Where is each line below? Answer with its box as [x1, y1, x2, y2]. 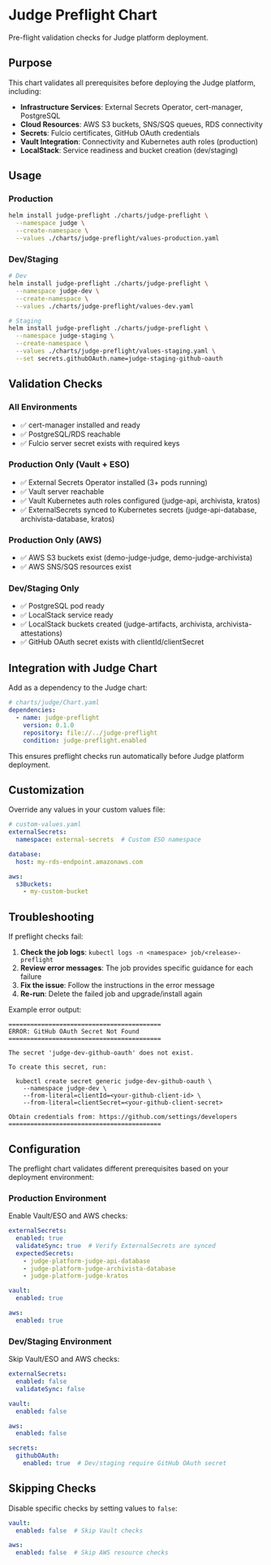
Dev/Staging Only [8, 583, 80, 594]
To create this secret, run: [8, 1063, 107, 1072]
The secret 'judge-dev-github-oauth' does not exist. [8, 1049, 195, 1057]
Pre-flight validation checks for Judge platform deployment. [8, 33, 209, 42]
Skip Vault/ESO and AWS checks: [8, 1355, 120, 1364]
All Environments [8, 401, 78, 413]
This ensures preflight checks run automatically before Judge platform [8, 751, 245, 761]
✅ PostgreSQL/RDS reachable [19, 429, 121, 439]
